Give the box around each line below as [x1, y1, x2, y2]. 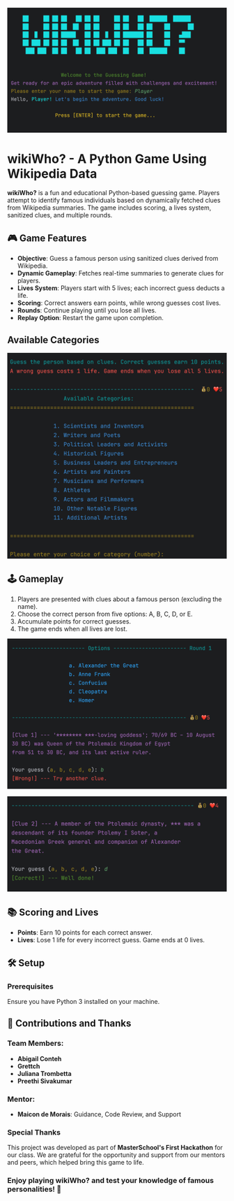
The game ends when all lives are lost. [17, 625, 127, 633]
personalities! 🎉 [7, 1184, 61, 1194]
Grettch [17, 1062, 40, 1070]
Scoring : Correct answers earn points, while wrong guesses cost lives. [17, 299, 221, 308]
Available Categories [7, 333, 100, 346]
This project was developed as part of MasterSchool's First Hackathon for [7, 1144, 223, 1152]
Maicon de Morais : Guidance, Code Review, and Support [17, 1109, 181, 1119]
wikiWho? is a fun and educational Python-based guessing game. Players [7, 189, 220, 197]
